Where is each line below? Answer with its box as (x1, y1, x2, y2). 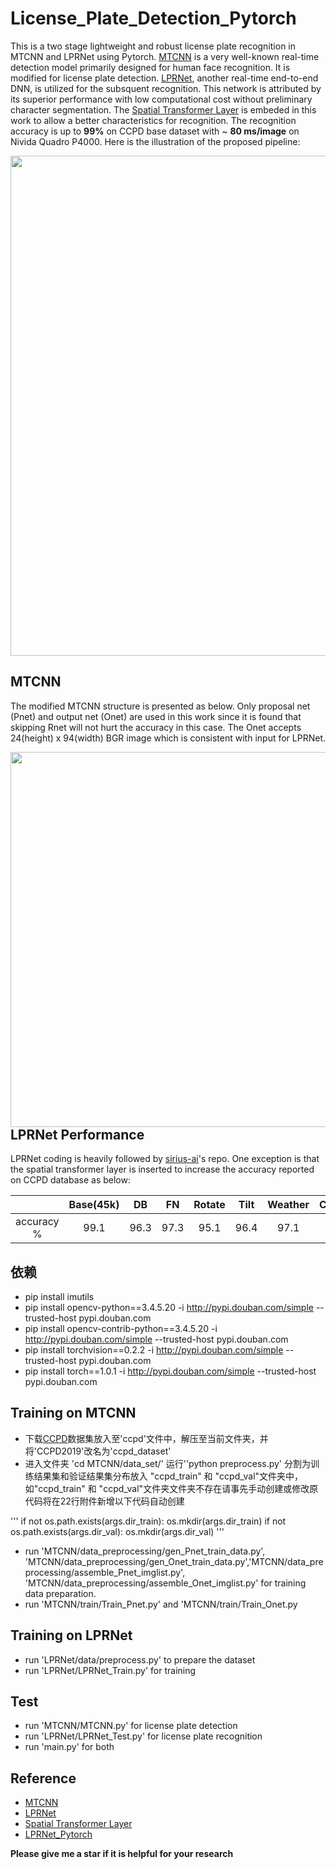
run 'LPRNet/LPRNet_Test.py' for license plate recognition (24, 1730, 263, 1742)
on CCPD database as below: (10, 1174, 131, 1186)
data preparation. (24, 1587, 97, 1599)
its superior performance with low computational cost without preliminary (10, 93, 313, 105)
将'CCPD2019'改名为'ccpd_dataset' (24, 1445, 172, 1457)
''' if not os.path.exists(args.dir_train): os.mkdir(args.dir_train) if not (10, 1515, 287, 1527)
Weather (267, 1198, 310, 1212)
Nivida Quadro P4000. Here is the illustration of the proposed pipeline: (10, 135, 301, 147)
